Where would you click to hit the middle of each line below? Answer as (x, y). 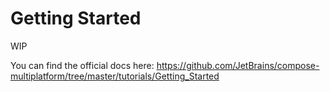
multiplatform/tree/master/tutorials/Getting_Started (115, 76)
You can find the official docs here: (82, 65)
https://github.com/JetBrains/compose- (238, 65)
